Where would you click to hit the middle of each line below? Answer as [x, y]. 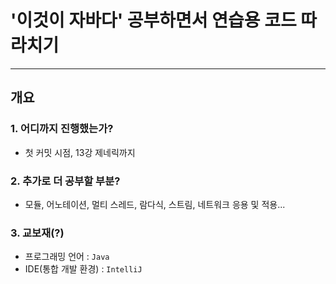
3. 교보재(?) [37, 233]
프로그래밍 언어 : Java [67, 257]
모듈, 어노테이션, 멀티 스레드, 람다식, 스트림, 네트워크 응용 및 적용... [155, 204]
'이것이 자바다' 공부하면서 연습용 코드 [153, 20]
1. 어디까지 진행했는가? [62, 129]
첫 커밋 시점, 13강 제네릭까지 [80, 152]
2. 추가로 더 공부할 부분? [65, 181]
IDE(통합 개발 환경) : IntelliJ [83, 269]
